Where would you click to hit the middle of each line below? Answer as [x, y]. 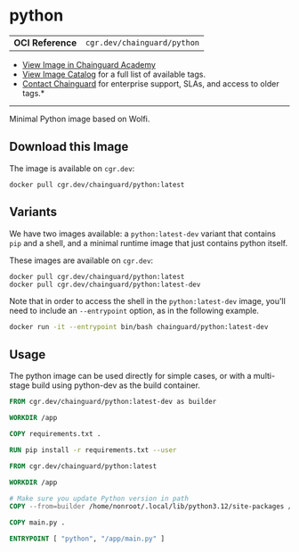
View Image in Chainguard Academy [89, 64]
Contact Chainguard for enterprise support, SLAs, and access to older [150, 83]
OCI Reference [45, 43]
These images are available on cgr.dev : [81, 260]
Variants [33, 212]
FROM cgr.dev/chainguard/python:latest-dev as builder [113, 402]
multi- [264, 376]
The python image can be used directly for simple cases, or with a [130, 376]
